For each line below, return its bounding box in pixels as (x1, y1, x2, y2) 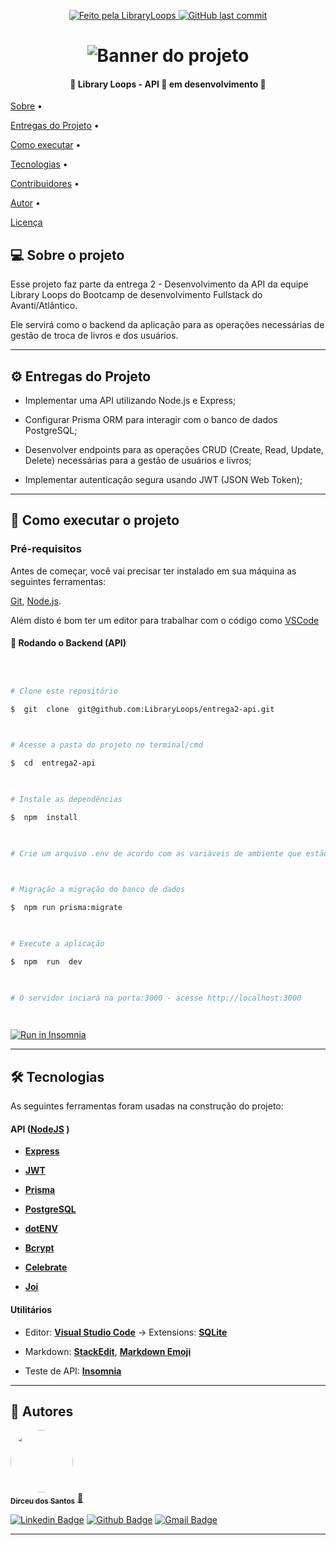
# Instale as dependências (10, 795, 123, 805)
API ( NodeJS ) (10, 1123, 70, 1135)
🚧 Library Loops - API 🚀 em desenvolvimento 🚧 (69, 78, 267, 90)
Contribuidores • (10, 178, 80, 190)
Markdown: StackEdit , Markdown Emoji (24, 1345, 192, 1357)
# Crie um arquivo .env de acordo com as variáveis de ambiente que (10, 848, 302, 859)
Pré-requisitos (10, 542, 82, 556)
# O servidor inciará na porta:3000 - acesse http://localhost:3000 (10, 993, 302, 1003)
